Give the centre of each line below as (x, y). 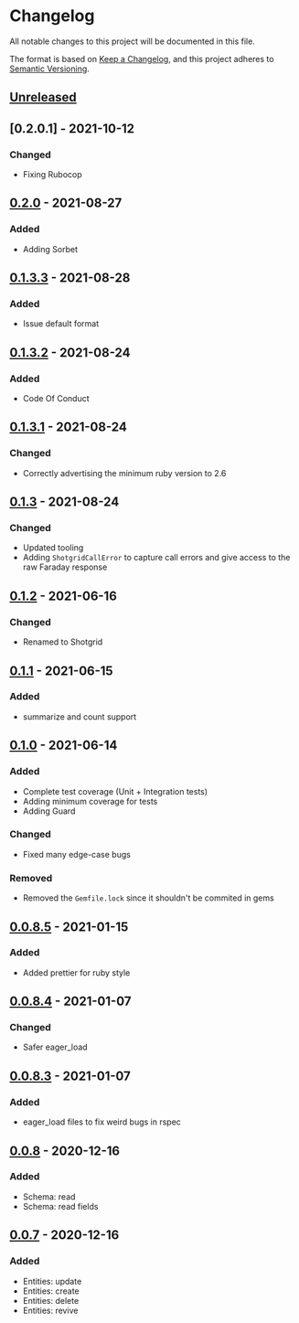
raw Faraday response (65, 567)
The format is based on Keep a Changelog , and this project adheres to (142, 59)
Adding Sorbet (50, 249)
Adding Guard (49, 811)
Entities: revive (50, 1310)
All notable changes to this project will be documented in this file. (133, 41)
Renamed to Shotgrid (63, 642)
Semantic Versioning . (49, 69)
